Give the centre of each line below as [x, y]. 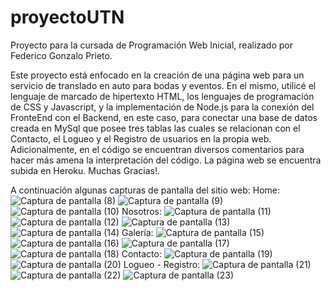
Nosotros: [142, 211]
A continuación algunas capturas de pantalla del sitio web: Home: [145, 190]
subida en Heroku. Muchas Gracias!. [85, 170]
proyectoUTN [67, 17]
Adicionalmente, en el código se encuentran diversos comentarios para [157, 149]
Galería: [137, 232]
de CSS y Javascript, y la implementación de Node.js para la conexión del [162, 107]
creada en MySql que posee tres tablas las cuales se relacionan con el [155, 128]
